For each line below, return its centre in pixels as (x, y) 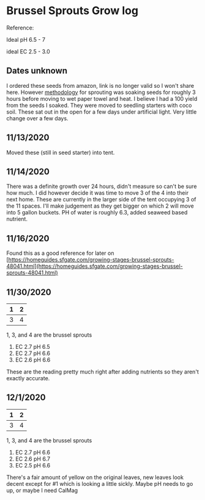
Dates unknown (37, 71)
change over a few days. (37, 118)
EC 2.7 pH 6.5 (32, 347)
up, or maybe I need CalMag (42, 490)
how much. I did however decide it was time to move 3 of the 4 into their (97, 193)
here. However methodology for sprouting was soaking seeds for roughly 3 (101, 92)
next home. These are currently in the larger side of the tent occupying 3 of (101, 200)
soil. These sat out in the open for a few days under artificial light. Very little (102, 112)
